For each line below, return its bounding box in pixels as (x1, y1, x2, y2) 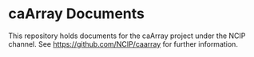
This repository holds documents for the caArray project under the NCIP (8, 31, 246, 40)
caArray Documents (8, 5, 145, 23)
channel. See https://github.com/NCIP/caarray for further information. (8, 39, 238, 48)
